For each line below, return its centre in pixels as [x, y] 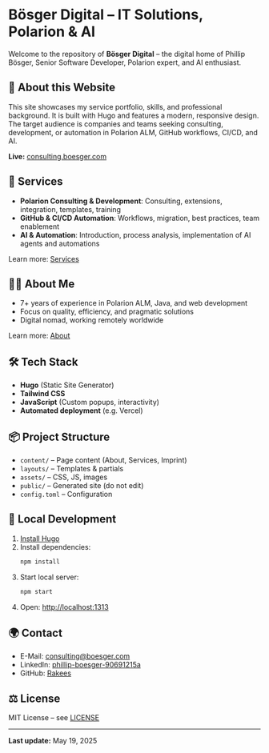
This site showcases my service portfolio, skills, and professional [115, 106]
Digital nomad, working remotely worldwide [92, 320]
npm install [40, 562]
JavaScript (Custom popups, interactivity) [90, 403]
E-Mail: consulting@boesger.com [75, 656]
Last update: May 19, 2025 [53, 741]
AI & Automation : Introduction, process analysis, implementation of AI [135, 234]
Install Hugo [40, 539]
